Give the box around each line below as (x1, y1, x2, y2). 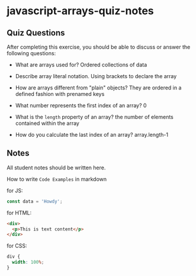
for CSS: (7, 242, 27, 249)
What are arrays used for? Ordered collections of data (15, 61, 147, 68)
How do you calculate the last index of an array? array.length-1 (15, 131, 168, 138)
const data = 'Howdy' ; (7, 198, 63, 204)
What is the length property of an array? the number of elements (15, 114, 174, 120)
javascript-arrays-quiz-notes (7, 4, 154, 18)
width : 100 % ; (12, 259, 44, 265)
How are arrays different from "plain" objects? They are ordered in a (15, 84, 182, 91)
